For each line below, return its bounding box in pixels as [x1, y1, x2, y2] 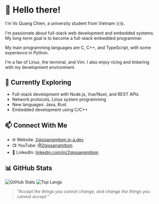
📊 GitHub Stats [5, 164, 52, 172]
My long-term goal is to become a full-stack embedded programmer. [5, 35, 143, 41]
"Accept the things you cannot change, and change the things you [16, 188, 150, 194]
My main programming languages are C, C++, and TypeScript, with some [5, 45, 151, 50]
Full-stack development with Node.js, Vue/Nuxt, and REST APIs [12, 91, 139, 97]
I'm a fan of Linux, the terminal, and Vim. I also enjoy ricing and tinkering [5, 59, 149, 65]
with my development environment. [5, 64, 76, 70]
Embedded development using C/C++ [12, 107, 88, 112]
